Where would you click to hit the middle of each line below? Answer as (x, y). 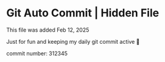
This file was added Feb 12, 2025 (48, 30)
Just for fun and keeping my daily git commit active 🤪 (73, 41)
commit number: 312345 (37, 53)
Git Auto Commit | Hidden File (83, 13)
